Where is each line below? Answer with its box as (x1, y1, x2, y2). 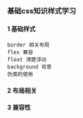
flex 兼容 (7, 49, 33, 56)
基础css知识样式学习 (7, 6, 76, 15)
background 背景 (7, 63, 52, 70)
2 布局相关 (7, 86, 37, 95)
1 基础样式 (7, 24, 36, 32)
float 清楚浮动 (7, 57, 47, 63)
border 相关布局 (7, 41, 50, 49)
